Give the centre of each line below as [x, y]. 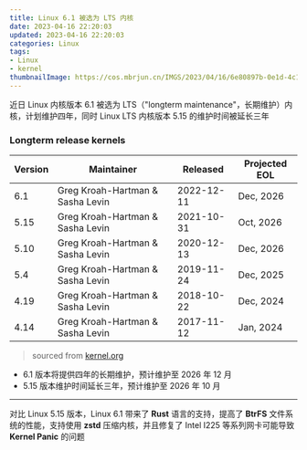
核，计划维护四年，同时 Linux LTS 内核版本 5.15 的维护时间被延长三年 [139, 116]
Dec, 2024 [261, 301]
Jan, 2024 [260, 328]
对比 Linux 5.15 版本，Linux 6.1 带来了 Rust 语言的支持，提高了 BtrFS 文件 [148, 414]
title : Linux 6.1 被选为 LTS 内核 [72, 18]
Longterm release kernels [68, 140]
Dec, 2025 [261, 275]
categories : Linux [44, 43]
